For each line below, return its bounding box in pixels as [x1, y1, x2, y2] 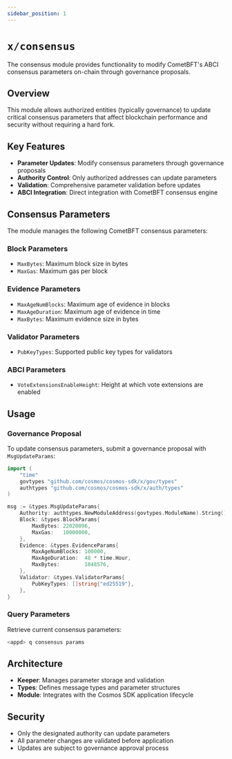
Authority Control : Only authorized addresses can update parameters [17, 174, 217, 182]
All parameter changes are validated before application [17, 737, 174, 745]
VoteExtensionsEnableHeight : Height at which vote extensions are [17, 381, 204, 389]
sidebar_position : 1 [7, 10, 67, 17]
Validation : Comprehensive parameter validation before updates [17, 181, 201, 189]
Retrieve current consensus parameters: [7, 625, 122, 633]
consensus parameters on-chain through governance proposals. [7, 67, 191, 76]
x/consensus [7, 39, 76, 53]
